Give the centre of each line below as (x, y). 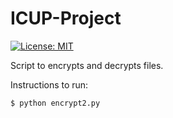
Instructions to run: (49, 84)
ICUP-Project (66, 18)
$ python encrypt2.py (55, 103)
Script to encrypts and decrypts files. (87, 65)
